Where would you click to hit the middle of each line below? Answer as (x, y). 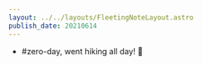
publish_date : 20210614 (53, 26)
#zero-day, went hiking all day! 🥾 (82, 51)
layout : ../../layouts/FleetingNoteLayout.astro (101, 17)
